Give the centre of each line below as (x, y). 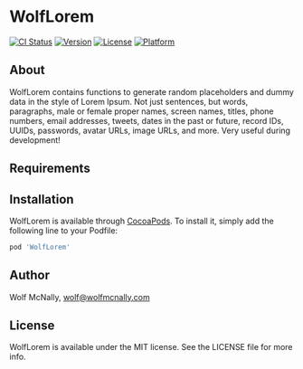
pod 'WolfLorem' (40, 247)
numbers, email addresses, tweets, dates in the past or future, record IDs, (147, 120)
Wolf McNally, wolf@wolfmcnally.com (80, 297)
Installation (42, 199)
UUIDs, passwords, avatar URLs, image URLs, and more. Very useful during (150, 130)
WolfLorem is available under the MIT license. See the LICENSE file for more (151, 347)
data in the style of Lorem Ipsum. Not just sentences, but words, (129, 101)
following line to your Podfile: (64, 230)
